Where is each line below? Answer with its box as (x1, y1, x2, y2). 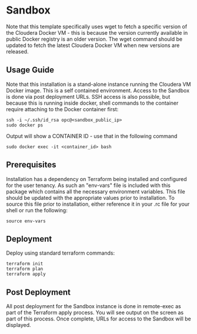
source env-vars (6, 218, 46, 224)
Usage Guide (6, 65, 55, 75)
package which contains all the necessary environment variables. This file (6, 188, 185, 195)
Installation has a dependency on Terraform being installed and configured (6, 175, 187, 182)
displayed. (6, 322, 31, 329)
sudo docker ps (6, 122, 44, 128)
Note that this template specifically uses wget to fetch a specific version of (6, 23, 188, 30)
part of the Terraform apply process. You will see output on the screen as (6, 309, 184, 316)
